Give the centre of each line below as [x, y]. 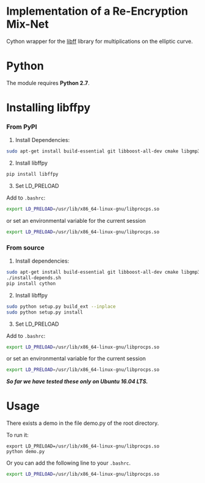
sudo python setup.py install [45, 312]
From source [25, 247]
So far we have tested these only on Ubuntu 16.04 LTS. [77, 381]
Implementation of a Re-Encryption [97, 11]
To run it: [18, 435]
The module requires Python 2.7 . [48, 83]
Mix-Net [27, 24]
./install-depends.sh [34, 278]
